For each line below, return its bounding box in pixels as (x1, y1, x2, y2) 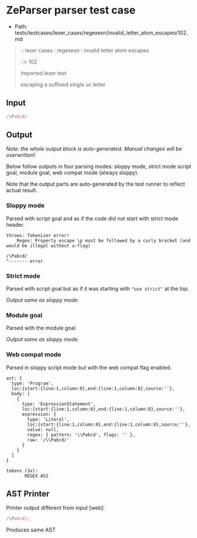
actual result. (6, 187, 38, 194)
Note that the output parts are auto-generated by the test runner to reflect (6, 180, 185, 188)
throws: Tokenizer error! (6, 233, 69, 238)
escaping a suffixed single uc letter (20, 80, 106, 88)
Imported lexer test (20, 69, 66, 76)
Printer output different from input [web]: (6, 505, 105, 512)
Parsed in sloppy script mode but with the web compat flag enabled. (6, 364, 172, 371)
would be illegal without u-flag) (6, 243, 91, 248)
